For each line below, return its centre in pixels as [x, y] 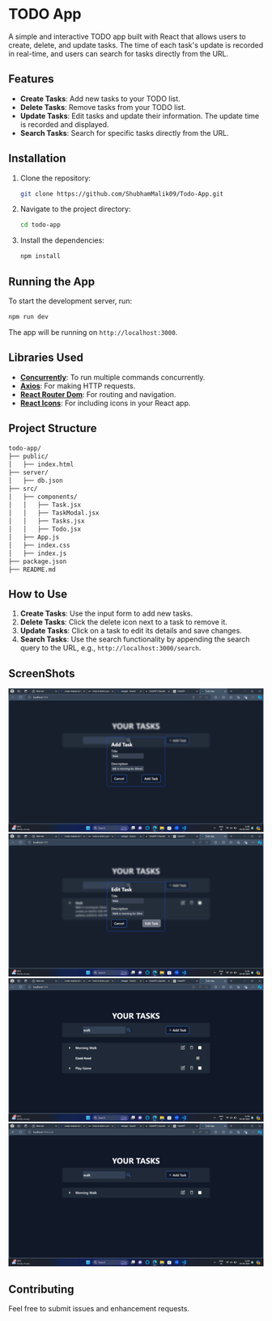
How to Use [38, 594]
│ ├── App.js [34, 537]
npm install [40, 256]
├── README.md [32, 569]
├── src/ [23, 489]
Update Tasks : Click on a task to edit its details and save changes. [131, 631]
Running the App [52, 281]
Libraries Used [46, 358]
